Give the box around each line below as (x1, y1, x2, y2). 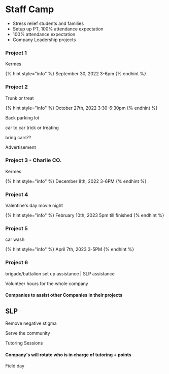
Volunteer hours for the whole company (5, 280, 88, 287)
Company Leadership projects (12, 37, 76, 43)
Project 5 (5, 225, 28, 232)
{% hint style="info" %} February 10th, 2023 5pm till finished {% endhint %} (5, 212, 164, 219)
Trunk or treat (5, 95, 34, 101)
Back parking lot (5, 114, 40, 120)
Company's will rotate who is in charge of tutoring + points (5, 352, 132, 358)
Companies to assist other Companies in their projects (5, 292, 123, 298)
